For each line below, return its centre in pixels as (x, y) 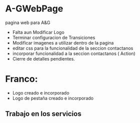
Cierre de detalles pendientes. (44, 58)
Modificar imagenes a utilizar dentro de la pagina (63, 42)
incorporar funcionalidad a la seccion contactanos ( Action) (74, 53)
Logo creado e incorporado (41, 92)
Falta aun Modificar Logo (38, 32)
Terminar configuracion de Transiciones (54, 37)
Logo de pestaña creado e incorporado (53, 98)
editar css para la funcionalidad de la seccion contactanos (73, 48)
